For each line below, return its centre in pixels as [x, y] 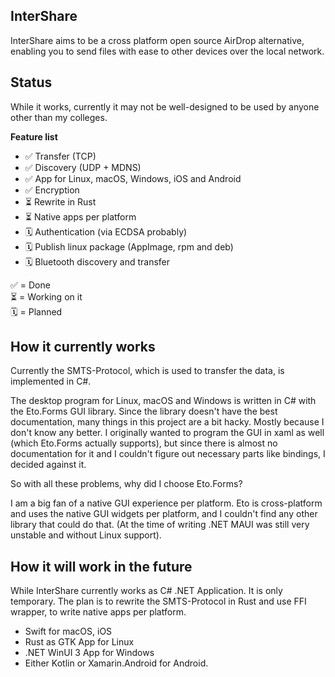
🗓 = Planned [36, 311]
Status [31, 82]
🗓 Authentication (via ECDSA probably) [106, 231]
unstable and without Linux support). [86, 535]
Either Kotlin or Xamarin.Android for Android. [116, 663]
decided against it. [48, 465]
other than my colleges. [59, 117]
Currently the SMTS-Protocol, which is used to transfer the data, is [147, 371]
